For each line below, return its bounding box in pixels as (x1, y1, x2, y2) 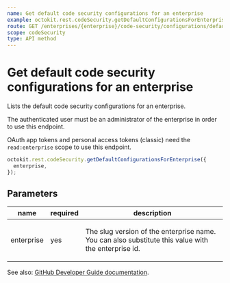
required (50, 208, 79, 217)
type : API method (7, 36, 57, 42)
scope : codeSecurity (7, 29, 66, 36)
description (133, 208, 172, 217)
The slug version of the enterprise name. (85, 226, 216, 236)
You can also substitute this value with (85, 235, 209, 245)
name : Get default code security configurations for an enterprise (7, 10, 204, 17)
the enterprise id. (85, 243, 140, 253)
